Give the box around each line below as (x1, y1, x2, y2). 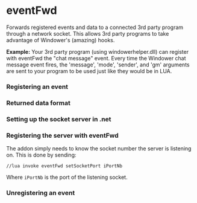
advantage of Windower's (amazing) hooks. (6, 36, 115, 43)
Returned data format (6, 98, 71, 107)
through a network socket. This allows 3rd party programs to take (6, 30, 169, 37)
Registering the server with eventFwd (6, 131, 119, 140)
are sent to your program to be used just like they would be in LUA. (6, 67, 172, 74)
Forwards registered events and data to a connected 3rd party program (6, 24, 184, 31)
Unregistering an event (6, 188, 75, 197)
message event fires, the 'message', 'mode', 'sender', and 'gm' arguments (6, 61, 190, 68)
